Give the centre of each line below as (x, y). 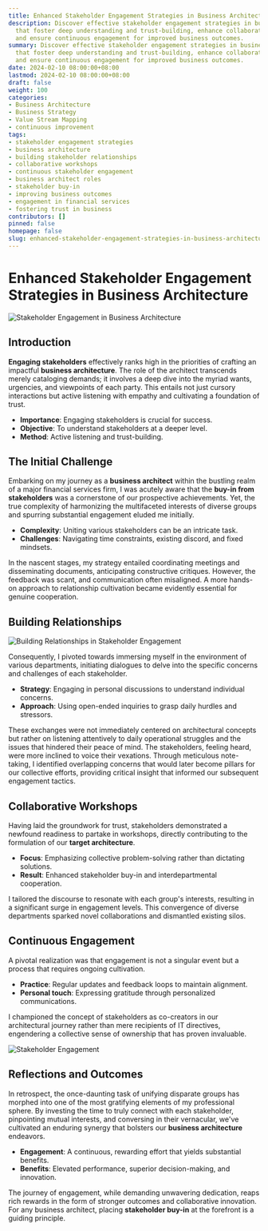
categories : (28, 98)
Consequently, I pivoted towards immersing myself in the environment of (128, 657)
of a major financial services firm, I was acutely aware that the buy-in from (132, 489)
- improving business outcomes (60, 194)
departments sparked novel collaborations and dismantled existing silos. (127, 916)
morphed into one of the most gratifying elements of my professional (122, 1102)
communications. (48, 1001)
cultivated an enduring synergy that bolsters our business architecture (126, 1127)
